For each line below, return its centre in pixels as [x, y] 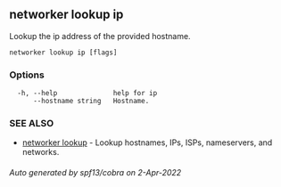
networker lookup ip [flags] [63, 53]
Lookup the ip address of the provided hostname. [100, 36]
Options [27, 75]
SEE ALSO [32, 124]
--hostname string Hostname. [91, 102]
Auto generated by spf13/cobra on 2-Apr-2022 [95, 172]
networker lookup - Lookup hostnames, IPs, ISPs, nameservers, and [147, 142]
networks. [41, 152]
